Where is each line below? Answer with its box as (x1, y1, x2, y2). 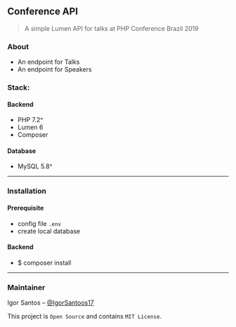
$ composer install (17, 258, 72, 267)
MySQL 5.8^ (17, 162, 53, 171)
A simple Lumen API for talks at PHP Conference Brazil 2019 (24, 24, 199, 32)
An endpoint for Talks (17, 58, 80, 66)
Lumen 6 (17, 123, 44, 132)
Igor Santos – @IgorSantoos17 (7, 298, 95, 307)
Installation (7, 186, 47, 196)
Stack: (7, 83, 30, 93)
